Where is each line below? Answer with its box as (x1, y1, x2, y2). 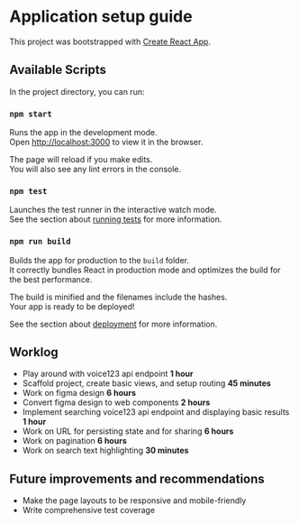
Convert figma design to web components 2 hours (22, 397, 211, 408)
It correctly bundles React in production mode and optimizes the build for (9, 264, 281, 275)
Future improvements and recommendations (9, 471, 266, 486)
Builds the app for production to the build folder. (9, 254, 190, 265)
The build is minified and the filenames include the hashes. (9, 291, 228, 302)
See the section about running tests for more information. (9, 214, 222, 225)
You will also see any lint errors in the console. (9, 164, 182, 175)
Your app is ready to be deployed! (9, 300, 135, 312)
